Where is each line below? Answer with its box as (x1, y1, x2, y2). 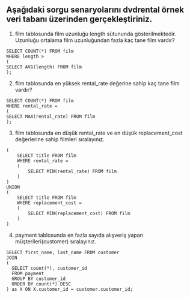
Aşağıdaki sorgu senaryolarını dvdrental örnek (6, 5, 185, 15)
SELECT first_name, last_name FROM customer (6, 249, 120, 255)
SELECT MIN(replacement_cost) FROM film (28, 210, 130, 216)
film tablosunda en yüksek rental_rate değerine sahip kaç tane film (14, 79, 180, 87)
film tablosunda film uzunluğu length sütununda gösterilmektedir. (14, 30, 176, 37)
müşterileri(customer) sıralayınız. (14, 237, 97, 245)
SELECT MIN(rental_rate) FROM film (28, 168, 117, 174)
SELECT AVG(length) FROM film (6, 64, 82, 70)
